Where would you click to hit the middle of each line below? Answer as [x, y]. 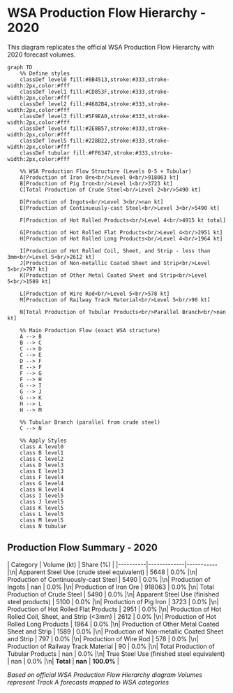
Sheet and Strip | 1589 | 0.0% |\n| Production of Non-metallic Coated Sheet [115, 631]
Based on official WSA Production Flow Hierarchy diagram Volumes [105, 674]
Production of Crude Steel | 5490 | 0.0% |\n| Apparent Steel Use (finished [113, 594]
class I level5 [42, 495]
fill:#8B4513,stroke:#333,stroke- [120, 79]
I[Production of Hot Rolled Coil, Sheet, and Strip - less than [115, 251]
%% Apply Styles [44, 441]
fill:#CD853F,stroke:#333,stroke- [120, 92]
